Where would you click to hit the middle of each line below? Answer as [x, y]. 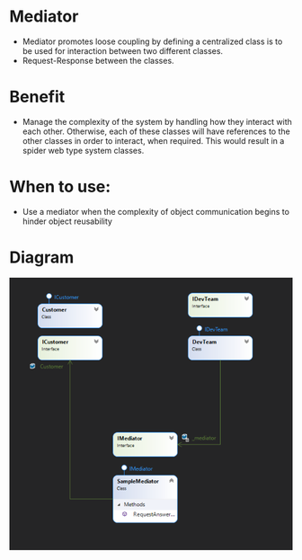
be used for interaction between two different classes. [122, 50]
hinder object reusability [67, 221]
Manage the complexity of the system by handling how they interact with [157, 121]
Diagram [42, 257]
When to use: [60, 187]
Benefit [37, 97]
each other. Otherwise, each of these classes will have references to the [156, 131]
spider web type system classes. [83, 150]
